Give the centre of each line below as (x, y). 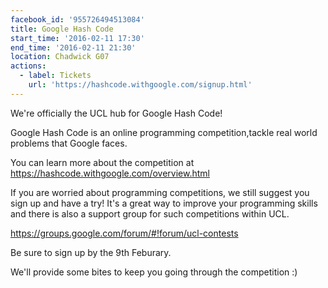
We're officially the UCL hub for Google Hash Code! (116, 113)
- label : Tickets (55, 76)
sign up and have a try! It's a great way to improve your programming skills (164, 203)
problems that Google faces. (69, 143)
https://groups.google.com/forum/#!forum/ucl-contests (124, 233)
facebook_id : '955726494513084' (77, 19)
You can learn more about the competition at (102, 162)
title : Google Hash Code (62, 29)
